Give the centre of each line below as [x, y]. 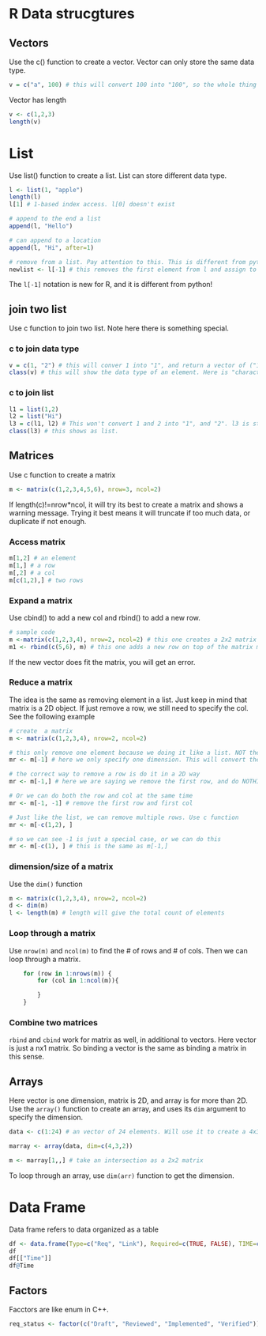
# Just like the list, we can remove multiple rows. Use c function [124, 817]
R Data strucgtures [72, 14]
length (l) [25, 197]
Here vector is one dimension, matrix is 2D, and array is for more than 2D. [128, 1100]
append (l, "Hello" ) [41, 226]
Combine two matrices [53, 1022]
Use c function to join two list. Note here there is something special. [119, 328]
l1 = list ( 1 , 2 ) [34, 409]
